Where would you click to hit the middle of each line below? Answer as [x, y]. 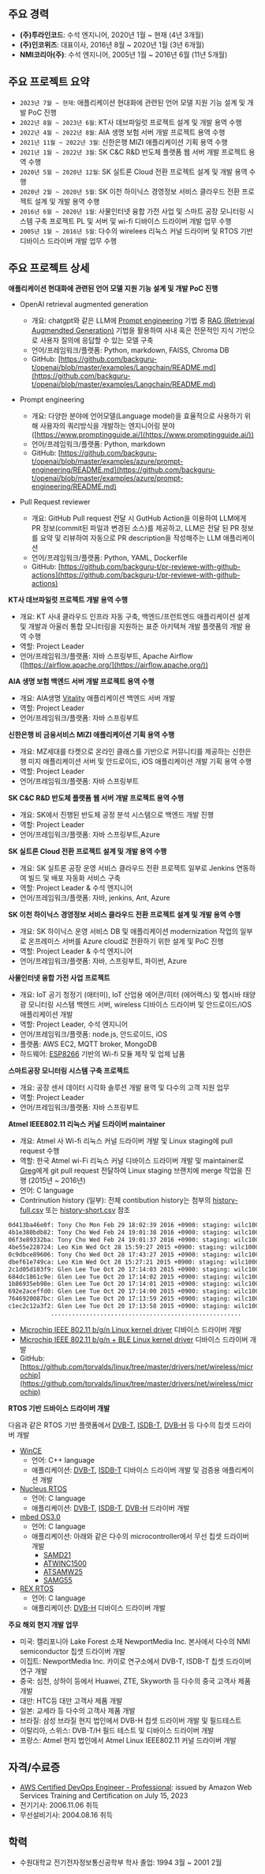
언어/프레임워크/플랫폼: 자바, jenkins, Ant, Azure [95, 898]
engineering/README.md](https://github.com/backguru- [123, 470]
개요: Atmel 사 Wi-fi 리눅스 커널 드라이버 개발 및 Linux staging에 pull [126, 1141]
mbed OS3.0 [40, 1517]
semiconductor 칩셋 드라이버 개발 [73, 1651]
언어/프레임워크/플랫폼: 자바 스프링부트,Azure [90, 835]
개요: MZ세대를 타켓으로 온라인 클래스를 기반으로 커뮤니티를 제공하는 [125, 752]
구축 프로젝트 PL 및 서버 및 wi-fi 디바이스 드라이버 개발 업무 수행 [133, 221]
